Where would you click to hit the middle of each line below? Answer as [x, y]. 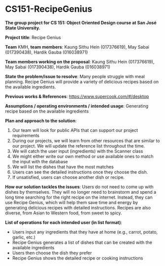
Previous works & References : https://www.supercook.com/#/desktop [77, 96]
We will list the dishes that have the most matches [63, 167]
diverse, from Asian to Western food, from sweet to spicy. [64, 213]
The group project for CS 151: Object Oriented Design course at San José [81, 23]
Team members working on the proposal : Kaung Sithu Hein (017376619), [80, 61]
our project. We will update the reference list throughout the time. [79, 146]
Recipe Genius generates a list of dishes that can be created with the [82, 242]
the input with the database [40, 161]
